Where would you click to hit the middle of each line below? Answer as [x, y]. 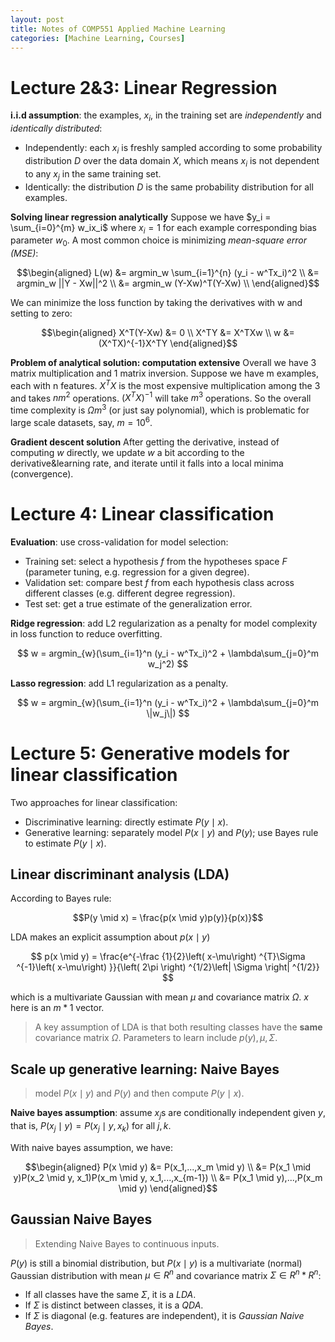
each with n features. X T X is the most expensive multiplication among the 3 [165, 384]
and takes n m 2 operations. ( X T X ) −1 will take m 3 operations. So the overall [161, 397]
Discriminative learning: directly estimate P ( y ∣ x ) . [126, 822]
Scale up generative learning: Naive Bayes [145, 1069]
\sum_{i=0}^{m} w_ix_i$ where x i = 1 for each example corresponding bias [163, 228]
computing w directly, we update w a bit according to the [127, 452]
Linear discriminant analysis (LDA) [120, 874]
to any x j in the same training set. [93, 174]
